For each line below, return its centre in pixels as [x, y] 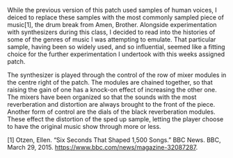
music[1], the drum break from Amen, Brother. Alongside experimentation [112, 25]
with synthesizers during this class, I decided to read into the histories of [111, 32]
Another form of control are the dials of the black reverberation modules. [111, 112]
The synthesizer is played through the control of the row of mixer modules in [117, 75]
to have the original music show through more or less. [84, 126]
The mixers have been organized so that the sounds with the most [102, 97]
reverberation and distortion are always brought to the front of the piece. [111, 104]
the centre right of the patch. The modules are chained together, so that [110, 82]
